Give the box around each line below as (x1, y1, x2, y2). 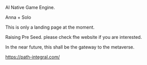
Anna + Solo (5, 14, 32, 20)
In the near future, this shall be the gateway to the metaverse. (5, 44, 135, 50)
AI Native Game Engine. (5, 5, 55, 10)
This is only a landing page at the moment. (5, 24, 95, 30)
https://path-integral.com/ (5, 54, 60, 60)
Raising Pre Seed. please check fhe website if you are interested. (5, 34, 142, 40)
